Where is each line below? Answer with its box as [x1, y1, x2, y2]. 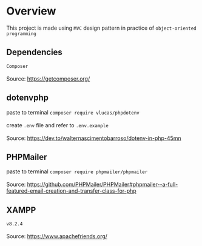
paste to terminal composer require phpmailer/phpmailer [6, 168, 148, 175]
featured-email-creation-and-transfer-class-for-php [6, 187, 136, 194]
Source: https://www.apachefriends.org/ [6, 233, 108, 240]
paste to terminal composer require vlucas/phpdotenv [6, 108, 140, 116]
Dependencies [6, 47, 62, 58]
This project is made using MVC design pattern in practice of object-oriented [6, 24, 197, 32]
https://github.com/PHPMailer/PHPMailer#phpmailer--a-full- [27, 181, 178, 188]
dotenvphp [6, 93, 49, 103]
